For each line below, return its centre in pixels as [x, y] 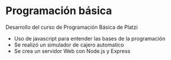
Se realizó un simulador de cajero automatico [69, 45]
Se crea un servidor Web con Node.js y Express [72, 51]
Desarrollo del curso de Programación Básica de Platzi [72, 27]
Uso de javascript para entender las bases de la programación [90, 38]
